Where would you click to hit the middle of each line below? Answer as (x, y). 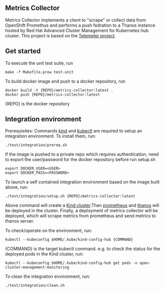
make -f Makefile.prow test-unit (39, 72)
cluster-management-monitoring (37, 267)
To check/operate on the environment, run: (49, 230)
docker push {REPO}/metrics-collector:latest (52, 95)
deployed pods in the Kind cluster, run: (44, 254)
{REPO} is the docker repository (37, 103)
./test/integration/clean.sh (35, 286)
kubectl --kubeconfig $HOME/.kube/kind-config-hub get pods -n (71, 263)
